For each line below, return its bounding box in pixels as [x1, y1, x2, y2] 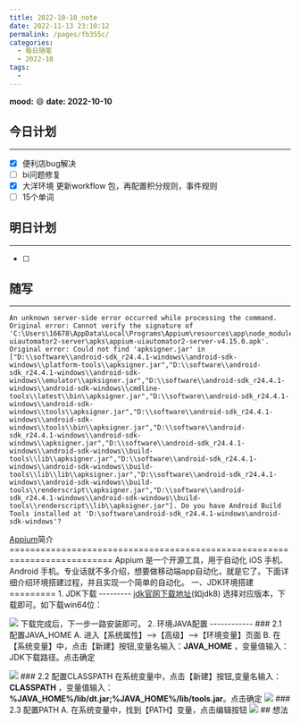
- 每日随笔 [17, 47, 53, 55]
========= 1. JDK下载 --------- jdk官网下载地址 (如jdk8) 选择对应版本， [9, 588, 279, 600]
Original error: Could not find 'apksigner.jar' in [9, 345, 205, 354]
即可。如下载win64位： [16, 600, 103, 610]
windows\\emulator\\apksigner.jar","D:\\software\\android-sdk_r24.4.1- [9, 377, 286, 386]
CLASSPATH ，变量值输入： [9, 682, 113, 693]
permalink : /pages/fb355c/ [9, 30, 110, 38]
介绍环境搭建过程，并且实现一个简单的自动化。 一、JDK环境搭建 [16, 577, 254, 588]
